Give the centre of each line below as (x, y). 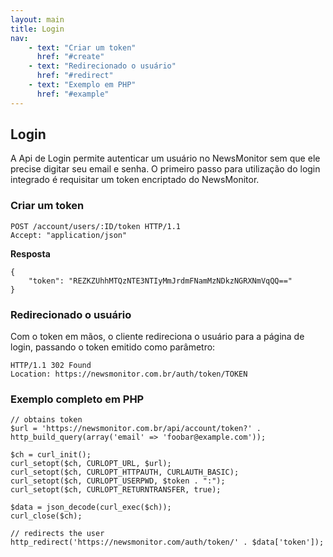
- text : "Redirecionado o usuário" (102, 66)
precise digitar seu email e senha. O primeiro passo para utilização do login (165, 169)
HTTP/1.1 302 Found (51, 366)
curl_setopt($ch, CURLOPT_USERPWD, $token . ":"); (118, 481)
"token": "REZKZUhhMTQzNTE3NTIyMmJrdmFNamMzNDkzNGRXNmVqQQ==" (160, 281)
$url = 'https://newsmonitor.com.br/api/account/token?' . (136, 429)
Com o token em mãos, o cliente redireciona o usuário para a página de (157, 337)
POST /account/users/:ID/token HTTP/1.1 (96, 226)
